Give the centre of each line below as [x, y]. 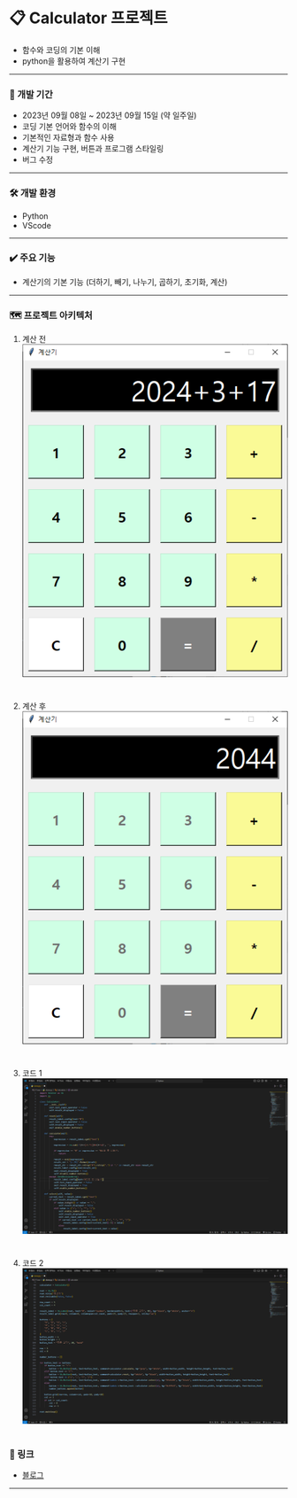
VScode [36, 225]
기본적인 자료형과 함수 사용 [68, 137]
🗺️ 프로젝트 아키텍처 [51, 315]
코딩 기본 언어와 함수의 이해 [69, 127]
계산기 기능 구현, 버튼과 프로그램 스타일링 [93, 149]
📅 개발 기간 [31, 94]
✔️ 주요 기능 [32, 258]
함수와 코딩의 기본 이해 [61, 50]
